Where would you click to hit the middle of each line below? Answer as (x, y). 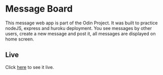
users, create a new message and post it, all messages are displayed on (80, 33)
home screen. (20, 39)
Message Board (39, 9)
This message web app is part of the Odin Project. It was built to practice (81, 23)
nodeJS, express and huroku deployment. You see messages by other (79, 28)
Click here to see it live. (30, 67)
